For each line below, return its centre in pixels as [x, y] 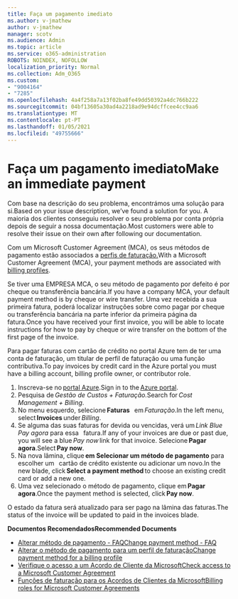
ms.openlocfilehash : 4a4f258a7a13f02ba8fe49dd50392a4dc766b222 [103, 101]
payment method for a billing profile [70, 558]
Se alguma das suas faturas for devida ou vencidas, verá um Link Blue [120, 426]
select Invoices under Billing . [59, 418]
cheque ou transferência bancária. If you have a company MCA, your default [118, 292]
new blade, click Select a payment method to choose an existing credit [121, 471]
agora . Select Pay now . [51, 448]
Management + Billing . [51, 403]
